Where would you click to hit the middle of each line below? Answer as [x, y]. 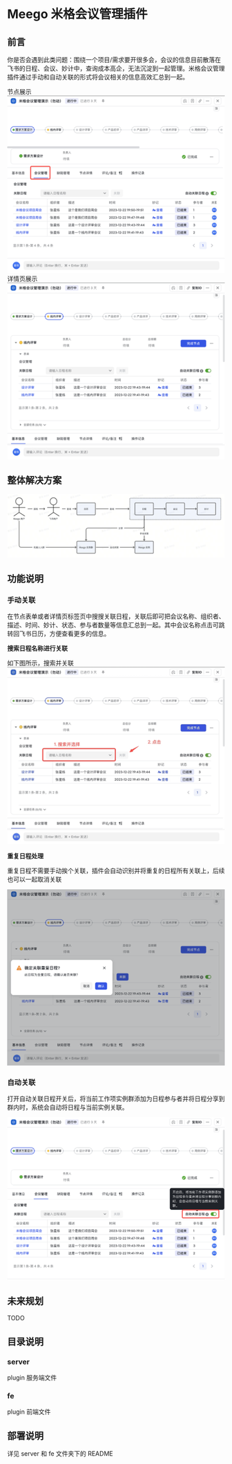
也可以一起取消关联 [35, 879]
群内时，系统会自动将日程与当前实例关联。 [68, 1107]
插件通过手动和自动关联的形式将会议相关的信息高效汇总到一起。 [98, 77]
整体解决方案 [35, 481]
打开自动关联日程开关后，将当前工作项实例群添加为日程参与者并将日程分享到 [116, 1099]
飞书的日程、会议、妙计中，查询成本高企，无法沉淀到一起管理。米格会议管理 [116, 68]
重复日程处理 [25, 856]
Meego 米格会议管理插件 [77, 14]
